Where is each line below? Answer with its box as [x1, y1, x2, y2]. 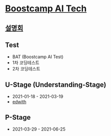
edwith [12, 99, 27, 105]
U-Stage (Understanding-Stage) [5, 80, 107, 89]
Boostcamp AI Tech [5, 3, 87, 14]
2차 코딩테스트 [12, 66, 40, 72]
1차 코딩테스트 [12, 60, 39, 66]
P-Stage [5, 113, 31, 121]
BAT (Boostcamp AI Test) [12, 54, 64, 60]
